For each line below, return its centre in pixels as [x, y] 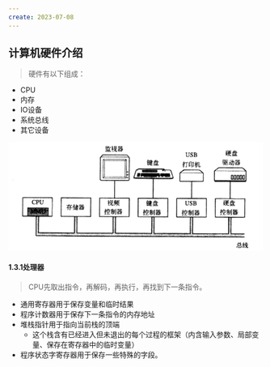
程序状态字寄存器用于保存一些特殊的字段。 [91, 354]
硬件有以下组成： [57, 74]
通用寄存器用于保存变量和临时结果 [77, 304]
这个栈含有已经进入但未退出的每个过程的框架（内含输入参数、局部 [142, 334]
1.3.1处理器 [26, 267]
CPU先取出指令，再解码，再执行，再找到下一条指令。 [117, 287]
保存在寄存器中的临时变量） [93, 344]
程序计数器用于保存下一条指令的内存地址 [87, 314]
